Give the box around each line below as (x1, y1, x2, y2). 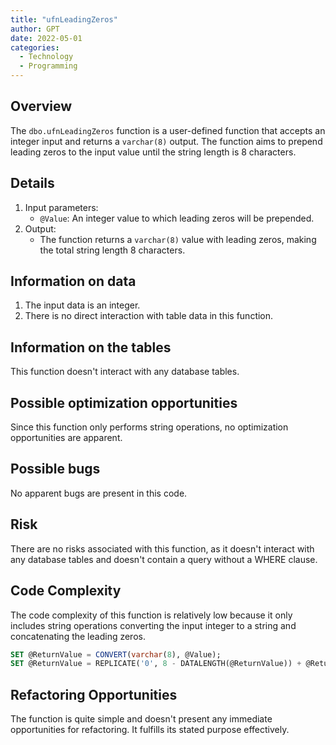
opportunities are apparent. (10, 432, 123, 444)
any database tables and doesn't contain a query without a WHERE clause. (10, 553, 318, 565)
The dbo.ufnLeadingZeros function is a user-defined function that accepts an (10, 124, 326, 136)
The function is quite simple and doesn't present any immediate (10, 713, 273, 725)
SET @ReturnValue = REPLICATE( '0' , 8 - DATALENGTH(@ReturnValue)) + (10, 659, 302, 669)
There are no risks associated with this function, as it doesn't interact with (10, 542, 315, 555)
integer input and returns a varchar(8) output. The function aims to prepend (10, 135, 323, 147)
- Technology (19, 52, 74, 62)
